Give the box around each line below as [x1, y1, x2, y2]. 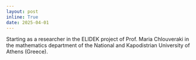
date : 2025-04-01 [6, 19, 49, 25]
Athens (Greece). [6, 48, 49, 55]
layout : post [6, 8, 39, 15]
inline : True [6, 14, 39, 20]
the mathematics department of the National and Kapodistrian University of [6, 42, 190, 49]
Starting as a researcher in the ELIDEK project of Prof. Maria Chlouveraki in [6, 36, 189, 43]
